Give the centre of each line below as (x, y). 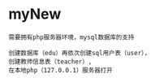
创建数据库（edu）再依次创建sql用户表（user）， (80, 53)
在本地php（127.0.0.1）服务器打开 (60, 70)
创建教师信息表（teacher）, (50, 62)
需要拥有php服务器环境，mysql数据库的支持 (71, 37)
